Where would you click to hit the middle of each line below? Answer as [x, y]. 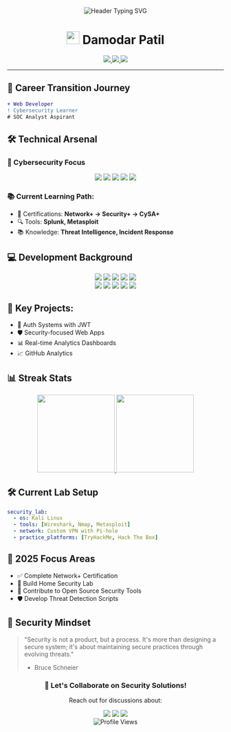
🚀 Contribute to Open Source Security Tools [79, 591]
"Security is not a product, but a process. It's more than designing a [120, 639]
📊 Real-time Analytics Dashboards [67, 343]
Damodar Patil [123, 40]
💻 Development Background [70, 257]
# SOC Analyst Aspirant [41, 117]
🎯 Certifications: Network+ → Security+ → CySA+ [88, 214]
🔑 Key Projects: [41, 308]
